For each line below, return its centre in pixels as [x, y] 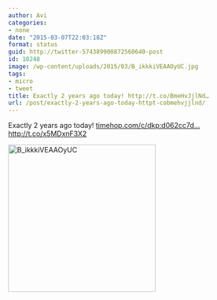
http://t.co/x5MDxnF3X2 [48, 134]
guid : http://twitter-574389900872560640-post [86, 52]
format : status [33, 45]
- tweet [21, 88]
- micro [21, 81]
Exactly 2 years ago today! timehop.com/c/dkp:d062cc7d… [104, 126]
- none [19, 30]
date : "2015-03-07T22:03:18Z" [58, 37]
